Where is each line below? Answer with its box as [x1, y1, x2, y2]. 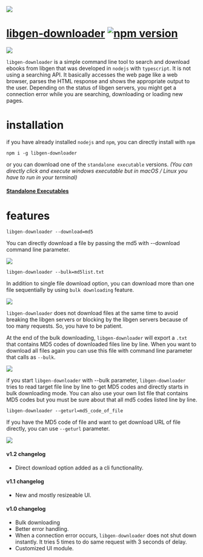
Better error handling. [15, 525, 69, 533]
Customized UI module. [15, 545, 74, 552]
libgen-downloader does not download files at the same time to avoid [6, 310, 179, 317]
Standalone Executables [6, 187, 69, 195]
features [6, 209, 50, 223]
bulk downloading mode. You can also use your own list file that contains [6, 390, 188, 397]
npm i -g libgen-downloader [6, 150, 78, 156]
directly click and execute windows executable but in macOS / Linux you [6, 167, 188, 175]
